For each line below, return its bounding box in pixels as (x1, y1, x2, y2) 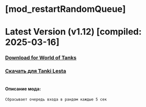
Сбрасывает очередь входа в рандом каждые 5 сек (5, 97, 107, 102)
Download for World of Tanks (5, 54, 76, 61)
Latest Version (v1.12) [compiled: (5, 26, 142, 38)
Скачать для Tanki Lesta (5, 68, 67, 75)
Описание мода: (5, 86, 41, 92)
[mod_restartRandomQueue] (5, 3, 126, 15)
